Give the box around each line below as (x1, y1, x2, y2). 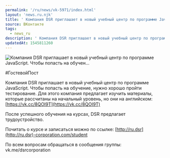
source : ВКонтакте (5, 21, 44, 27)
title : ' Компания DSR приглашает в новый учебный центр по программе (5, 17, 157, 22)
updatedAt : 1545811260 (5, 41, 53, 46)
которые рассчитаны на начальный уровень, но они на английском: (5, 96, 153, 102)
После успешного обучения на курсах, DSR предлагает (5, 111, 126, 117)
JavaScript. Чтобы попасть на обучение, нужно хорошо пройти (5, 85, 142, 91)
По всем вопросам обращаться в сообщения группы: (5, 141, 121, 147)
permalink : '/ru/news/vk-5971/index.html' (5, 7, 96, 13)
